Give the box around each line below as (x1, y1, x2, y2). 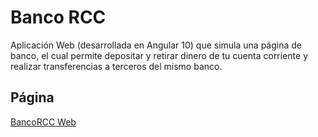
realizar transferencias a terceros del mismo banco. (10, 60, 223, 72)
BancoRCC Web (10, 116, 77, 128)
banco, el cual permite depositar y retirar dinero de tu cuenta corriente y (10, 49, 309, 61)
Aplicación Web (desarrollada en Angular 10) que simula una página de (10, 39, 302, 51)
